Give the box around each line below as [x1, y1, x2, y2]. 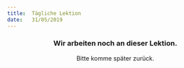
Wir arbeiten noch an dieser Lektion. [53, 39, 178, 48]
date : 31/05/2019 [7, 16, 63, 23]
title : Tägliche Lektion [7, 10, 81, 17]
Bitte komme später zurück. [76, 54, 154, 62]
